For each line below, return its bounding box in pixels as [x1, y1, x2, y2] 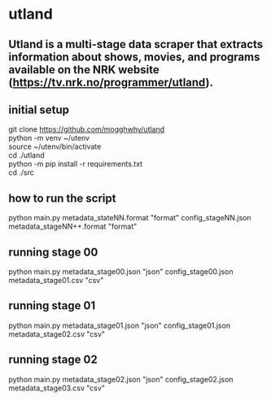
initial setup [8, 102, 69, 116]
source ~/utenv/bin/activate [8, 142, 102, 151]
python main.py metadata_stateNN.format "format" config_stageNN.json [8, 213, 251, 223]
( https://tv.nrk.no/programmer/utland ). [8, 75, 214, 89]
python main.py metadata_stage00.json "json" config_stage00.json [8, 267, 234, 277]
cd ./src [8, 168, 35, 177]
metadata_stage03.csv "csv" [8, 383, 106, 393]
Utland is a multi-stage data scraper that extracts [8, 37, 264, 51]
